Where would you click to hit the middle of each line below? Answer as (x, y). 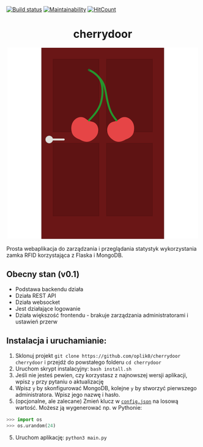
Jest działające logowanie (48, 308)
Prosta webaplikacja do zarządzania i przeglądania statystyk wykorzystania (102, 248)
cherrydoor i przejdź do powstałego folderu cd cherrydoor (88, 362)
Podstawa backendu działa (49, 289)
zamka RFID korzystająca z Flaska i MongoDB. (65, 255)
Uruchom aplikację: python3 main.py (61, 438)
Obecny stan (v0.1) (43, 274)
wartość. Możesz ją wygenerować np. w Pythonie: (79, 407)
